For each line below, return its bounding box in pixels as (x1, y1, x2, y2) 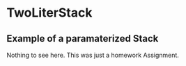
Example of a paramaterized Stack (6, 33, 159, 44)
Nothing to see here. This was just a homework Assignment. (6, 51, 179, 59)
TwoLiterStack (6, 5, 93, 21)
